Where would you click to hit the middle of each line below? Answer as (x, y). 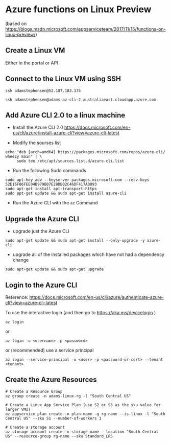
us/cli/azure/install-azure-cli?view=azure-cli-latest (66, 133)
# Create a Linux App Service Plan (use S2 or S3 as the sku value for (83, 405)
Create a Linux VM (35, 50)
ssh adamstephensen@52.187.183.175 (43, 90)
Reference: (17, 297)
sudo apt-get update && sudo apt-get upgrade (54, 269)
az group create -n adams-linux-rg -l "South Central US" (68, 396)
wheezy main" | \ (24, 157)
